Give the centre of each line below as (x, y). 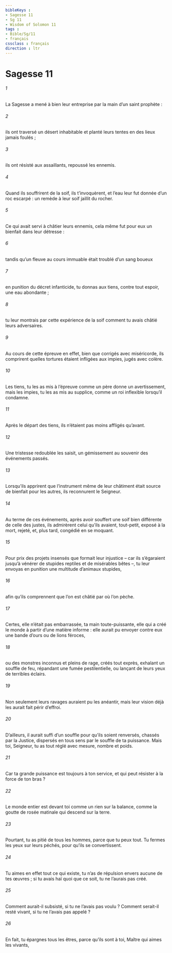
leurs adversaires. (24, 326)
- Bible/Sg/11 (21, 34)
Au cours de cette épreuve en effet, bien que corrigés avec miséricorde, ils (85, 354)
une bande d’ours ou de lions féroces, (45, 636)
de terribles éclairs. (26, 674)
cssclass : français (27, 44)
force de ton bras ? (25, 779)
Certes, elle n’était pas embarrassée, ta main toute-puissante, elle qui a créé (86, 624)
